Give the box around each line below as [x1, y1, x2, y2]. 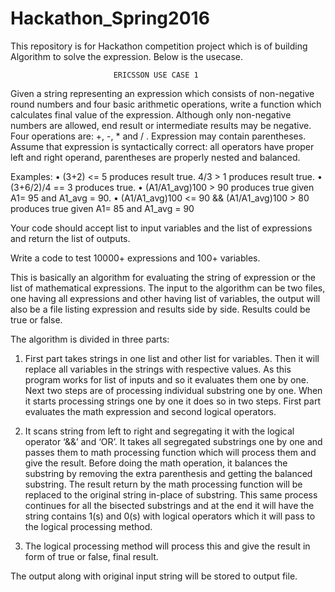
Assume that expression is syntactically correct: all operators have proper [10, 140, 315, 152]
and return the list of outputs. [10, 232, 131, 244]
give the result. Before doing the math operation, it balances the [24, 457, 288, 469]
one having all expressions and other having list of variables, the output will [10, 292, 321, 304]
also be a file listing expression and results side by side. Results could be [10, 303, 311, 315]
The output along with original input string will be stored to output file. [10, 570, 298, 582]
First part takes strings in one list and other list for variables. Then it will [24, 352, 320, 364]
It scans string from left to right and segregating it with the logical [24, 425, 295, 437]
